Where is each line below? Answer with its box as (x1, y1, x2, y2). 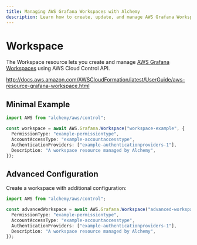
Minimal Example (6, 99, 70, 109)
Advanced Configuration (6, 169, 98, 179)
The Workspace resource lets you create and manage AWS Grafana (6, 59, 170, 66)
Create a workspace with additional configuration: (6, 185, 127, 192)
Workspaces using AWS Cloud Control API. (6, 65, 110, 72)
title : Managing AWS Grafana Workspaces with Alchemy (6, 8, 141, 15)
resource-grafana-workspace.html (6, 83, 90, 90)
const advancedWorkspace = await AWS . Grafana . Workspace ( (6, 206, 148, 213)
